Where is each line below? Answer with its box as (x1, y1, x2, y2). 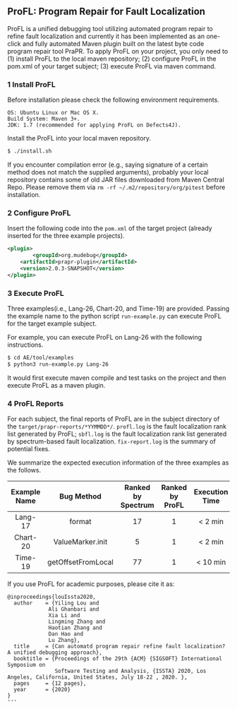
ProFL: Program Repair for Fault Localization (7, 6, 206, 18)
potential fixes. (7, 445, 51, 453)
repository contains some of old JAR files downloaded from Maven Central (7, 175, 224, 184)
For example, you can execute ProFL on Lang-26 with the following (7, 333, 202, 341)
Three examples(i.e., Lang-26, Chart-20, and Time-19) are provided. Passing (7, 304, 230, 313)
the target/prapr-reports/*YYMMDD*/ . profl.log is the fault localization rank (7, 422, 227, 430)
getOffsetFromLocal (47, 557, 114, 567)
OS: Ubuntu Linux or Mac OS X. (7, 109, 99, 117)
